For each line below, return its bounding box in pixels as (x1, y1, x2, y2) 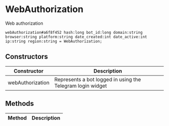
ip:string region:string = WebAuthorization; (5, 39, 102, 44)
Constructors (5, 52, 48, 61)
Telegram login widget (54, 82, 107, 89)
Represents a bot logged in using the (54, 76, 141, 83)
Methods (5, 99, 34, 108)
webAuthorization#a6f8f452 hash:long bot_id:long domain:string (5, 30, 143, 35)
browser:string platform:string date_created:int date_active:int (5, 34, 147, 39)
